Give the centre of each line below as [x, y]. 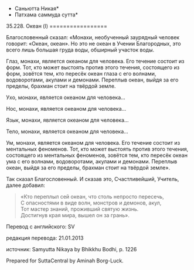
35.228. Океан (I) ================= [57, 26]
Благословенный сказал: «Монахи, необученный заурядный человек [93, 37]
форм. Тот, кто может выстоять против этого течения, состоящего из [93, 67]
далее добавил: [25, 185]
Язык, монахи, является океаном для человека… [67, 120]
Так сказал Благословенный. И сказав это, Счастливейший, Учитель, [93, 179]
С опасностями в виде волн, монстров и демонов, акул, [91, 203]
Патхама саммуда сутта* [46, 15]
